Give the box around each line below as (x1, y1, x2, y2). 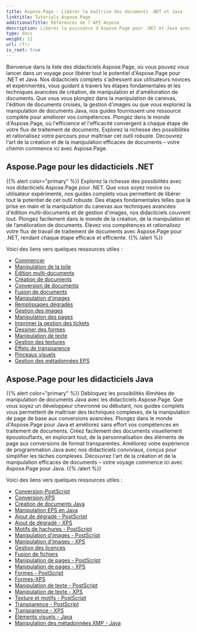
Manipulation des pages (14, 313, 74, 320)
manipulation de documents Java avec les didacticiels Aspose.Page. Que (6, 396, 183, 403)
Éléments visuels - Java (14, 613, 72, 620)
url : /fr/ (6, 42, 31, 48)
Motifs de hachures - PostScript (14, 526, 92, 533)
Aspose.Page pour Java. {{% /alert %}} (6, 465, 102, 472)
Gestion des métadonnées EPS (14, 357, 90, 364)
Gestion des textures (14, 338, 66, 345)
